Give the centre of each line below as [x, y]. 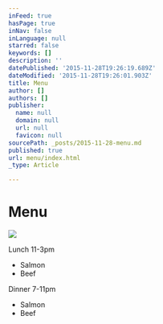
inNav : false [30, 31]
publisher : [26, 105]
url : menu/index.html [45, 158]
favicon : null [39, 135]
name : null [34, 113]
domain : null [37, 121]
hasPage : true [32, 23]
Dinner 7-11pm [32, 289]
